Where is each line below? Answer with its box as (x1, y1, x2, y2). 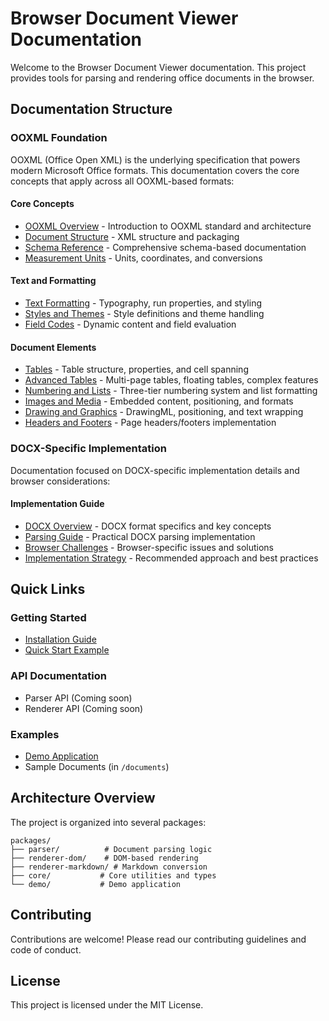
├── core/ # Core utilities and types (10, 870, 217, 881)
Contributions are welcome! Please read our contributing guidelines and (10, 933, 307, 945)
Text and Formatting (10, 275, 97, 287)
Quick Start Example (24, 644, 110, 656)
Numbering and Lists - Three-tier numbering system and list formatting (24, 385, 318, 397)
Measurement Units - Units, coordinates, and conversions (24, 252, 263, 264)
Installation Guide (24, 633, 97, 646)
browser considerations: (10, 475, 111, 487)
